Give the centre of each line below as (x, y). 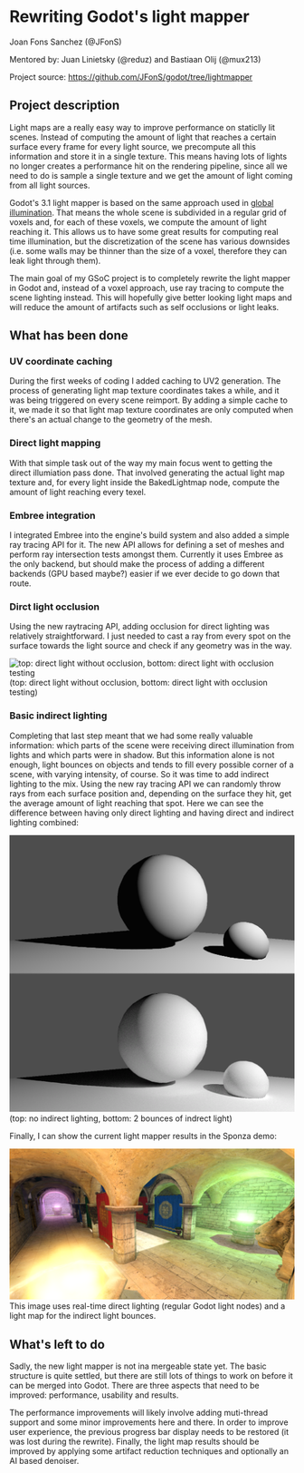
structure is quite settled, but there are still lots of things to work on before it (152, 1375)
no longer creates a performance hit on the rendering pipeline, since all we (148, 166)
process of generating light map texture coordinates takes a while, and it (144, 391)
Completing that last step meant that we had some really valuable (131, 736)
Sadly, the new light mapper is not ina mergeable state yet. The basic (138, 1366)
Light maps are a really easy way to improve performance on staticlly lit (142, 127)
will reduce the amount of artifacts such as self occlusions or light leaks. (144, 307)
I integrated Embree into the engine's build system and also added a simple (149, 535)
